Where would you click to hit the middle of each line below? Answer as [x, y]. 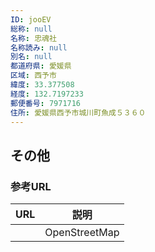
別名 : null [31, 57]
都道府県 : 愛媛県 [41, 66]
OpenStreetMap [82, 233]
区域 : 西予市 [33, 76]
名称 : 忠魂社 [33, 38]
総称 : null [31, 29]
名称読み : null [39, 47]
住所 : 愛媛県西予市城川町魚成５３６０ [78, 112]
